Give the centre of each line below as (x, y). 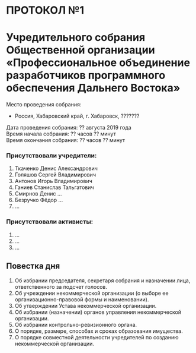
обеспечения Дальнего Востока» (93, 88)
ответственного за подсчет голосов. (61, 286)
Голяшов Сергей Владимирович (55, 175)
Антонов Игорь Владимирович (54, 181)
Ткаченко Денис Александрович (56, 168)
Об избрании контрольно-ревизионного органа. (76, 324)
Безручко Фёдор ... (39, 200)
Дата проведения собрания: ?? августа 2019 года (69, 128)
